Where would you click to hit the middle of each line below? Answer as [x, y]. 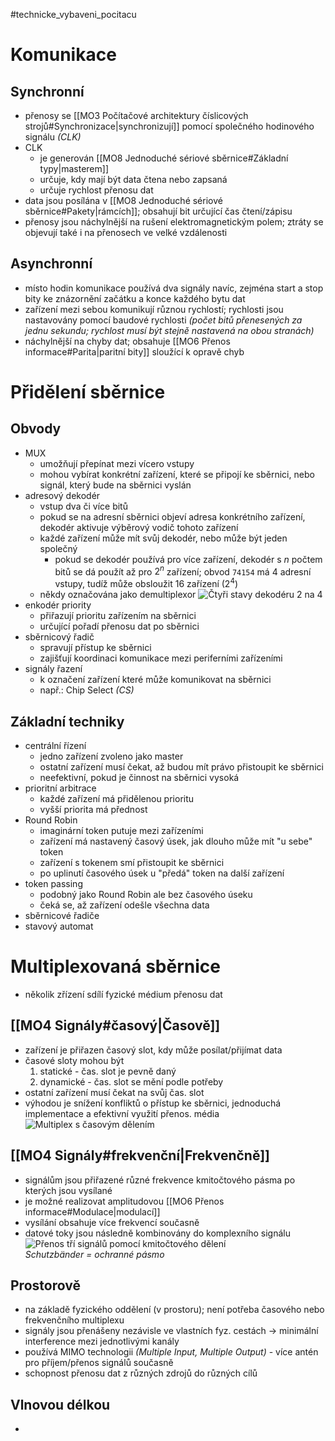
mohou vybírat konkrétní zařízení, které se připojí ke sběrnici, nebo [177, 474]
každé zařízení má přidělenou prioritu [117, 798]
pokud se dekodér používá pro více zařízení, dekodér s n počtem [188, 559]
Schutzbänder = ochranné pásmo [94, 1254]
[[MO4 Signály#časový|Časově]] [115, 1025]
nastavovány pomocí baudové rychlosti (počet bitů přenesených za [163, 320]
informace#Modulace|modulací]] [92, 1211]
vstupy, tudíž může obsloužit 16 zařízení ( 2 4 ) [146, 583]
